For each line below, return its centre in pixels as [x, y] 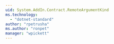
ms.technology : [22, 15]
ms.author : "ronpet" [27, 29]
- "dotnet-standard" [32, 19]
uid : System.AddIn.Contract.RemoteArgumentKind [57, 10]
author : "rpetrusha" [27, 24]
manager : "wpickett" [27, 33]
